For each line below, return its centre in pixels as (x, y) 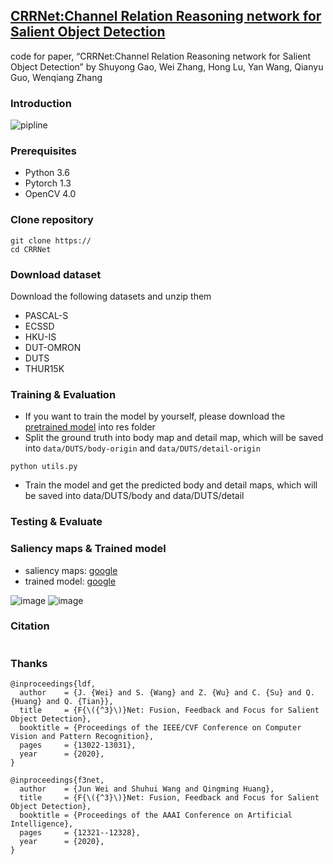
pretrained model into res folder (90, 427)
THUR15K (44, 368)
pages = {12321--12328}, (80, 833)
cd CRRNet (31, 249)
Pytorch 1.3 (48, 183)
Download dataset (56, 274)
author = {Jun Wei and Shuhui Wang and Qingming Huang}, (147, 789)
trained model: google (70, 581)
